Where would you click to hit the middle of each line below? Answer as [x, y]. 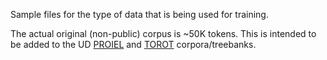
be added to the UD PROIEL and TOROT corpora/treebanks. [133, 44]
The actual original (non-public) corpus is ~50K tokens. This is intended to [163, 33]
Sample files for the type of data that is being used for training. [139, 14]
